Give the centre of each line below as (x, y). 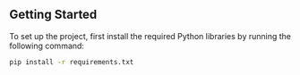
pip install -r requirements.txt (72, 62)
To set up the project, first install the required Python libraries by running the (150, 36)
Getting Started (53, 15)
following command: (47, 46)
